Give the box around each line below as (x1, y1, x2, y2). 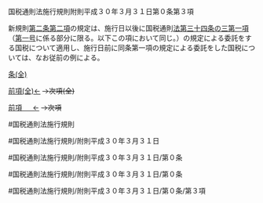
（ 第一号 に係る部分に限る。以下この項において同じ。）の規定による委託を (8, 34, 246, 42)
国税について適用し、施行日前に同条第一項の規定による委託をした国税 (14, 43, 242, 53)
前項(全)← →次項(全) (8, 86, 75, 96)
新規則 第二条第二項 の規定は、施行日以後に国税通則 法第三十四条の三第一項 (8, 24, 249, 33)
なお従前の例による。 (35, 53, 104, 62)
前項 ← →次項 (8, 103, 62, 112)
